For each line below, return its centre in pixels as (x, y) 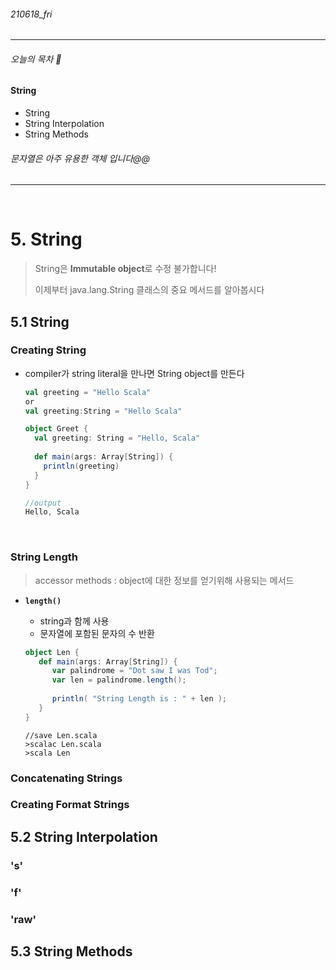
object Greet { (56, 429)
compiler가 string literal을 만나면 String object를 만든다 (134, 373)
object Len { (52, 652)
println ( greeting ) (81, 466)
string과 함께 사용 (74, 621)
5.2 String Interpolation (84, 836)
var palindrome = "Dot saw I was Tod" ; (134, 671)
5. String (46, 239)
